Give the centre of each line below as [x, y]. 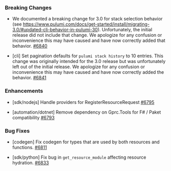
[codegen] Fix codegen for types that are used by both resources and [86, 142]
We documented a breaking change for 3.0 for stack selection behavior [87, 19]
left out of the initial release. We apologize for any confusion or [79, 67]
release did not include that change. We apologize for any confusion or [87, 35]
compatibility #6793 [33, 117]
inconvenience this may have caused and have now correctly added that [89, 40]
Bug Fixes [17, 131]
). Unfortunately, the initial [125, 30]
